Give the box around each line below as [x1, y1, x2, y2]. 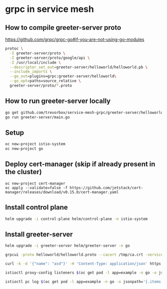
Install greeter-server [5, 230, 73, 238]
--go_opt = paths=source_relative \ [9, 79, 81, 84]
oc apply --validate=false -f [5, 185, 68, 190]
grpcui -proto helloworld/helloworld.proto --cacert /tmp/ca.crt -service [5, 252, 164, 257]
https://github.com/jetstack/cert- [69, 185, 143, 190]
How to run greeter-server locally [5, 97, 111, 105]
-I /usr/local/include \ [9, 60, 61, 65]
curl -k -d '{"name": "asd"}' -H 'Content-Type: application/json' [5, 261, 148, 267]
